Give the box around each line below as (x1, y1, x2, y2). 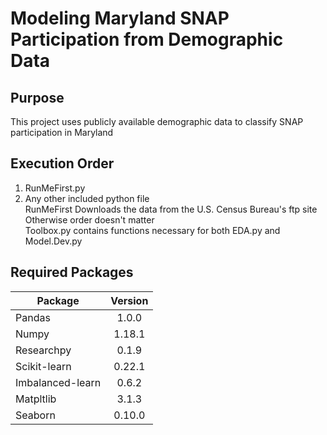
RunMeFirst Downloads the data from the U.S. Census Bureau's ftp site (24, 203, 318, 215)
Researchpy (15, 343, 72, 357)
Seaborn (15, 408, 56, 422)
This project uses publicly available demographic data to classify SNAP (10, 116, 304, 127)
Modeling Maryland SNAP (10, 7, 230, 30)
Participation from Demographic (10, 28, 284, 51)
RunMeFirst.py (24, 182, 86, 194)
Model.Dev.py (24, 235, 83, 247)
